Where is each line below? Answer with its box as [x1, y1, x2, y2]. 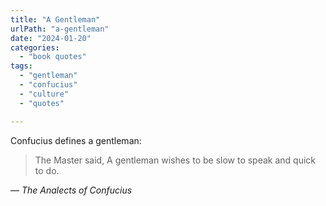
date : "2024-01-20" [10, 33, 92, 43]
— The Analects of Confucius [10, 184, 133, 196]
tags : [10, 61, 33, 71]
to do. [34, 164, 60, 176]
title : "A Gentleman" [10, 14, 101, 25]
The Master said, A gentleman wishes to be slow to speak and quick [34, 154, 317, 166]
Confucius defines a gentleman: [10, 134, 142, 146]
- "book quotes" [19, 52, 87, 62]
